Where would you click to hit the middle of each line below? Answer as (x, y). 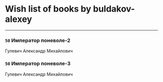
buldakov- (114, 9)
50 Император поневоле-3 (38, 64)
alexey (19, 19)
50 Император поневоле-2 (38, 40)
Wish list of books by (48, 9)
